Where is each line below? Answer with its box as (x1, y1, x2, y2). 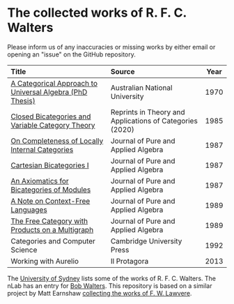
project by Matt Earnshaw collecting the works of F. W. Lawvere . (7, 289, 192, 297)
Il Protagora (110, 256, 149, 266)
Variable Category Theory (10, 120, 95, 130)
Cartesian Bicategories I (10, 160, 89, 170)
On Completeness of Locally (10, 136, 104, 146)
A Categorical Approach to (10, 78, 98, 88)
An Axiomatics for (10, 176, 70, 185)
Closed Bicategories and (10, 112, 91, 121)
